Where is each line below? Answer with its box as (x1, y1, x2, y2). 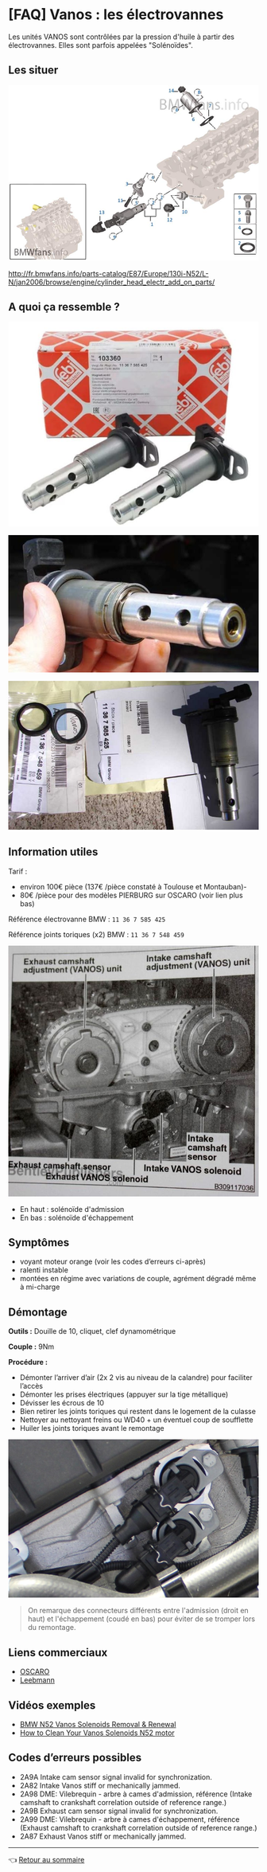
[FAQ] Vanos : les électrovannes (8, 6, 224, 24)
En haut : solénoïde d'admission (19, 1204, 125, 1213)
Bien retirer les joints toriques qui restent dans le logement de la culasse (19, 1407, 257, 1417)
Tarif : (8, 866, 28, 876)
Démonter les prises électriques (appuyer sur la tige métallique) (19, 1389, 229, 1399)
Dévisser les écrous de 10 (19, 1398, 105, 1408)
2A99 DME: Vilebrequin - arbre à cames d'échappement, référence (19, 1814, 240, 1824)
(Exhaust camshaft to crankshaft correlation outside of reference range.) (19, 1823, 257, 1832)
